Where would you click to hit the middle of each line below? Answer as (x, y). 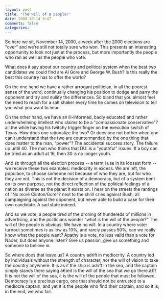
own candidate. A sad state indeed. (41, 205)
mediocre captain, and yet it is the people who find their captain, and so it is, (82, 286)
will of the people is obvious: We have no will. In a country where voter (76, 225)
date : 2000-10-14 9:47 (28, 19)
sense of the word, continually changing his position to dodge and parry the (82, 92)
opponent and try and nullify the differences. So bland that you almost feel (80, 97)
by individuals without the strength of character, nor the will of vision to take (82, 260)
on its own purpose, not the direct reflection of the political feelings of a (77, 184)
